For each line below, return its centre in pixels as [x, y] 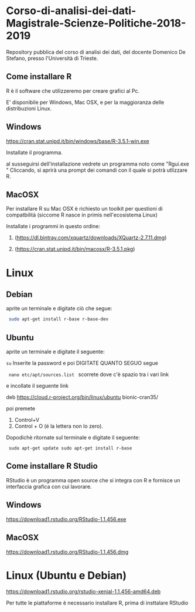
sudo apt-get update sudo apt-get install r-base [70, 448]
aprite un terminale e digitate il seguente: [55, 352]
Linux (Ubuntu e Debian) [66, 575]
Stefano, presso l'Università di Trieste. [52, 58]
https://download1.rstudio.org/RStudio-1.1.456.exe [66, 519]
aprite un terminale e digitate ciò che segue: [59, 309]
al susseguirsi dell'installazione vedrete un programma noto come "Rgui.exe [97, 164]
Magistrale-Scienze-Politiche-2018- [96, 23]
